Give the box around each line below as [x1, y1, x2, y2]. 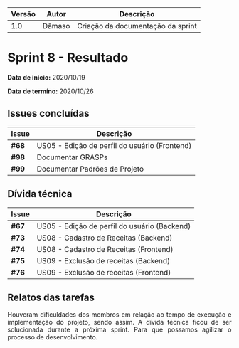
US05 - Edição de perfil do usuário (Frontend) [36, 140, 192, 150]
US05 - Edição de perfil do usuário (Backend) [36, 221, 191, 231]
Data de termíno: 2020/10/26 [7, 87, 94, 95]
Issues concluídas [7, 107, 90, 120]
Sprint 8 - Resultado [7, 50, 129, 66]
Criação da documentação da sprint [77, 21, 197, 31]
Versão [11, 9, 36, 19]
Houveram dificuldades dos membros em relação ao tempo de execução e [7, 310, 232, 319]
